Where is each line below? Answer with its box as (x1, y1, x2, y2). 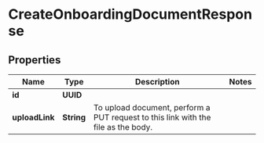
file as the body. (93, 122, 153, 132)
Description (134, 77, 180, 87)
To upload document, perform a (93, 102, 211, 113)
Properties (8, 53, 61, 66)
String (62, 112, 86, 123)
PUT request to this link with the (93, 112, 211, 123)
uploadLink (12, 112, 55, 123)
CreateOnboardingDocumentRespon (8, 5, 253, 23)
